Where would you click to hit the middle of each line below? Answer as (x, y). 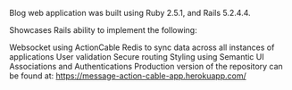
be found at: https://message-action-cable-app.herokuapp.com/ (128, 76)
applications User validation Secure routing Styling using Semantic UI (137, 57)
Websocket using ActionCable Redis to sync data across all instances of (142, 47)
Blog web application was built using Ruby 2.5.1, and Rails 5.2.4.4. (130, 13)
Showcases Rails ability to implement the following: (104, 30)
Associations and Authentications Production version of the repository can (146, 66)
